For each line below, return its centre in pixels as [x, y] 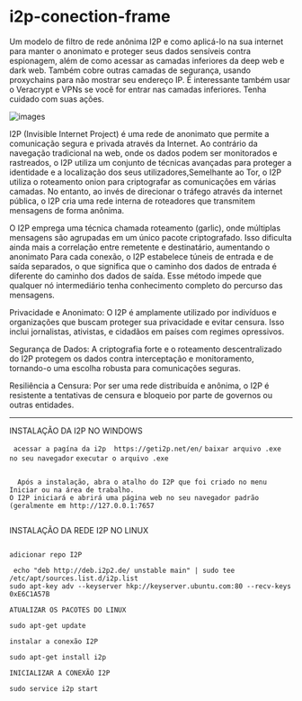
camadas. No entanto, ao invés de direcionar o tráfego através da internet [146, 191]
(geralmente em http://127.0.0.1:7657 [82, 505]
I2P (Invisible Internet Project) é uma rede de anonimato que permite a [139, 133]
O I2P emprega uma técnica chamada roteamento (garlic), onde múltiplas [145, 228]
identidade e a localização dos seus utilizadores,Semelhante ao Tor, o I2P [145, 172]
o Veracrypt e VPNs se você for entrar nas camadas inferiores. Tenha [138, 89]
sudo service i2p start [54, 688]
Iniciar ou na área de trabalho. [72, 490]
